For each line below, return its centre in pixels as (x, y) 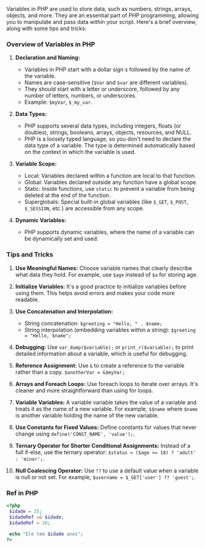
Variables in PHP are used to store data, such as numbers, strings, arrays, (99, 9)
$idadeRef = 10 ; (30, 523)
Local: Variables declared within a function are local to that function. (110, 176)
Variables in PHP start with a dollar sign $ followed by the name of (107, 69)
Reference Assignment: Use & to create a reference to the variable (100, 365)
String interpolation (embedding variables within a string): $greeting (110, 330)
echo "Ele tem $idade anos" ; (46, 534)
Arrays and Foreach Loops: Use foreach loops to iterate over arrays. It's (106, 384)
